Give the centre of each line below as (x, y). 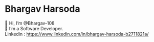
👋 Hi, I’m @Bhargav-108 (30, 23)
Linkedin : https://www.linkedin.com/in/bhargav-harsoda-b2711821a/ (77, 34)
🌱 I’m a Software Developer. (34, 28)
